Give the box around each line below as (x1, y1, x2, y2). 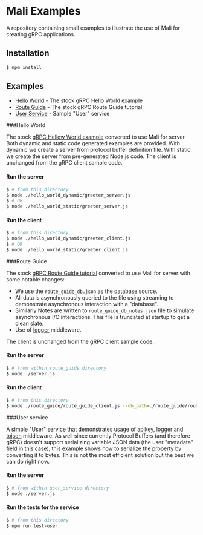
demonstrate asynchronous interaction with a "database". (14, 300, 159, 307)
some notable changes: (6, 275, 65, 283)
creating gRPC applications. (6, 30, 76, 38)
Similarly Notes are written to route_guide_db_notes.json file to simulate (14, 307, 195, 314)
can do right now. (6, 458, 50, 465)
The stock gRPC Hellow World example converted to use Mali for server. (6, 133, 186, 140)
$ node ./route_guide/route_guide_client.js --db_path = (6, 402, 150, 409)
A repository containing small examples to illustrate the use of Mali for (6, 24, 180, 31)
